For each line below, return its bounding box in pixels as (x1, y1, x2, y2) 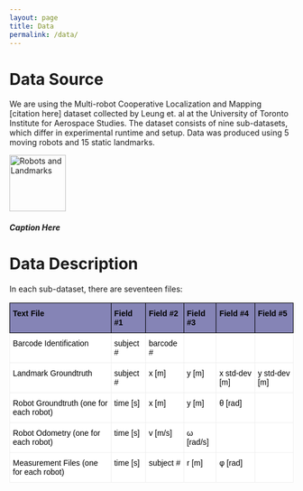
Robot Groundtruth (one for (13, 398, 108, 408)
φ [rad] (219, 458, 243, 468)
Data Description (9, 254, 139, 274)
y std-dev (257, 367, 290, 378)
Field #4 (219, 308, 250, 319)
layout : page (9, 13, 59, 23)
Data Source (9, 69, 104, 89)
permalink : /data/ (9, 30, 78, 39)
